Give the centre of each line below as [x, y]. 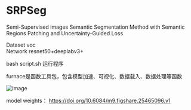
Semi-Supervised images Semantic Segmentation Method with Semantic [95, 27]
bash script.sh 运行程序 [35, 63]
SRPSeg [26, 10]
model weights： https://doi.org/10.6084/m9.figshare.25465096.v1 [88, 100]
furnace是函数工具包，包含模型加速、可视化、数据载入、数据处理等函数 [94, 76]
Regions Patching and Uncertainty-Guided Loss [65, 33]
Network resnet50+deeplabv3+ [45, 51]
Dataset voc [21, 45]
